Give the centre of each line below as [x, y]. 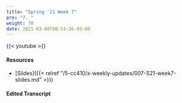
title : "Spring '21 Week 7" [42, 12]
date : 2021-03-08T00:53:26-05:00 [48, 29]
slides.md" [28, 80]
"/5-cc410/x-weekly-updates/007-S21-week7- [118, 73]
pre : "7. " [20, 18]
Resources [20, 60]
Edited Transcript [29, 94]
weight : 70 [20, 23]
